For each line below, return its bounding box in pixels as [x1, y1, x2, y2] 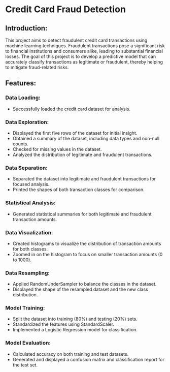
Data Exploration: [5, 118, 49, 126]
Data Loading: [5, 94, 41, 101]
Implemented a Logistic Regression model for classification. [12, 327, 138, 333]
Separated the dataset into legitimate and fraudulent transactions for [12, 176, 156, 182]
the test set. [12, 362, 38, 368]
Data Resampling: [5, 269, 50, 276]
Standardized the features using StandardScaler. [12, 321, 115, 327]
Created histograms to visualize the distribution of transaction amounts [12, 240, 161, 246]
